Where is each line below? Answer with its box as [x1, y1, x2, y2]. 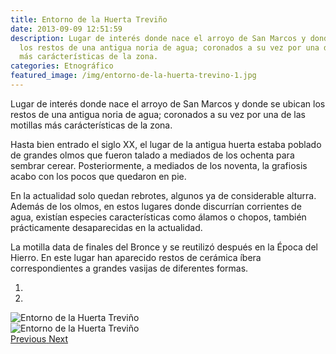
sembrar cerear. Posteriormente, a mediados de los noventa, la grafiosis [10, 159, 308, 171]
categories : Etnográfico [10, 61, 114, 71]
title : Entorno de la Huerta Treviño [10, 14, 168, 25]
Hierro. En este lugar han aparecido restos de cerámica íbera [10, 251, 262, 263]
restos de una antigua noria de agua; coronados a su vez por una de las [10, 108, 306, 120]
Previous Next [10, 332, 69, 345]
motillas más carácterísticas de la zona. [10, 119, 173, 131]
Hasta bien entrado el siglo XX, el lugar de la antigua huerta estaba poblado [10, 138, 322, 150]
